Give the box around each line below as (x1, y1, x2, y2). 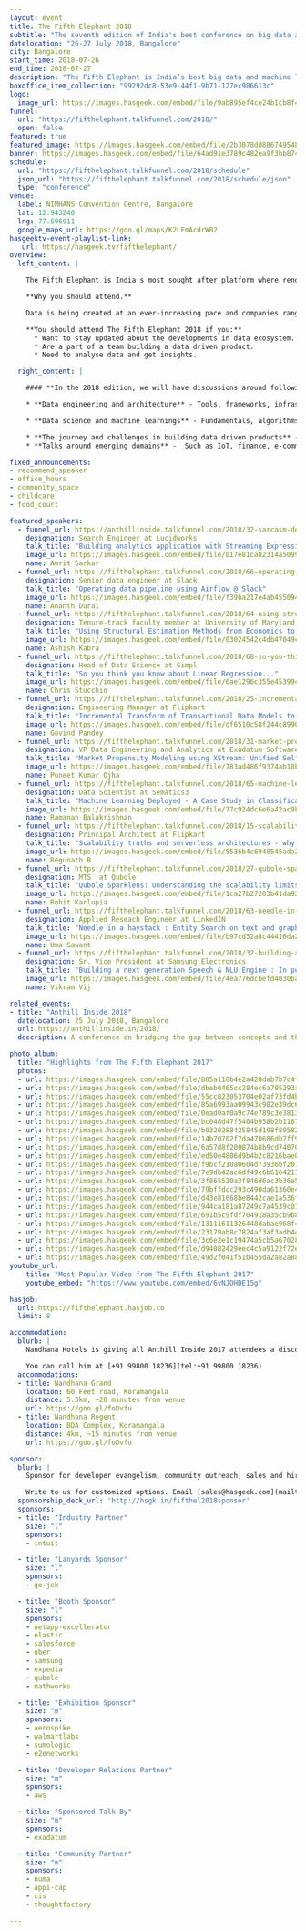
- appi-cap (25, 1884, 67, 1893)
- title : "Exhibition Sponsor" (17, 1698, 137, 1708)
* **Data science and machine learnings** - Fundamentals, (25, 416, 255, 425)
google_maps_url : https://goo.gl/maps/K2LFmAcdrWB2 (17, 225, 219, 234)
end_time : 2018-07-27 (9, 65, 92, 74)
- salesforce (25, 1639, 76, 1648)
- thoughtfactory (25, 1900, 92, 1909)
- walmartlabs (25, 1732, 79, 1741)
